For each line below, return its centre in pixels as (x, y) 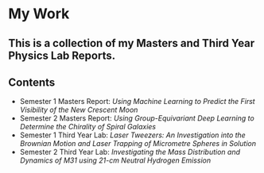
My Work (39, 14)
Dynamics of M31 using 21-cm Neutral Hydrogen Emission (115, 160)
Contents (32, 82)
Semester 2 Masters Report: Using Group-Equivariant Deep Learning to (137, 118)
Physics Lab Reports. (62, 55)
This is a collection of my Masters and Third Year (132, 43)
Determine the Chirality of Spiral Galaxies (88, 127)
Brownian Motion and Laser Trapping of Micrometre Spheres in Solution (138, 144)
